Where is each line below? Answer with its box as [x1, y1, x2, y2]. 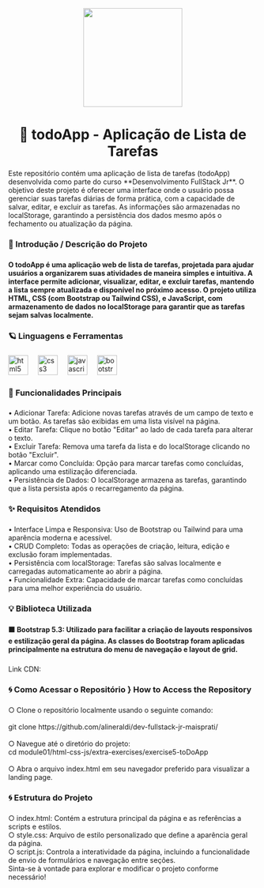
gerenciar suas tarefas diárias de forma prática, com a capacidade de [8, 194, 236, 203]
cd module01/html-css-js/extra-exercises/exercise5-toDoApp [8, 747, 209, 757]
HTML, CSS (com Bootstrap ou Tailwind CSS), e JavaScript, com [8, 293, 223, 303]
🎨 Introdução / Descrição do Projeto [8, 239, 148, 250]
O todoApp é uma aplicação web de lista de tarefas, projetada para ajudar [8, 260, 255, 269]
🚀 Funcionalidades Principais [8, 387, 123, 398]
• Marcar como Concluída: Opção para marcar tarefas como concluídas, [8, 458, 243, 468]
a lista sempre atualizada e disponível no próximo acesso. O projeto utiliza [8, 284, 257, 295]
